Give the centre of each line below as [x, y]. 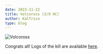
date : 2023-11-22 [22, 9]
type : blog [16, 23]
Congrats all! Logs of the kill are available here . [52, 46]
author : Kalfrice [22, 18]
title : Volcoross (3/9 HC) [32, 14]
